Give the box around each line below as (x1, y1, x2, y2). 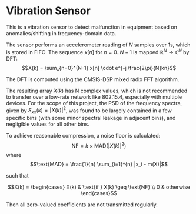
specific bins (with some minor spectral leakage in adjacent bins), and (6, 115, 176, 122)
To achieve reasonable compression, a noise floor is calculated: (6, 132, 161, 139)
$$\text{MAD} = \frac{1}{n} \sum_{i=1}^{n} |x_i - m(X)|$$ (29, 160, 168, 168)
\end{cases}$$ (80, 189, 118, 196)
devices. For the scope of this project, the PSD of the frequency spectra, (6, 99, 182, 106)
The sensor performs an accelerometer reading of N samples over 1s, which (6, 41, 191, 48)
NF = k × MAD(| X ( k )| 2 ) (71, 141, 127, 149)
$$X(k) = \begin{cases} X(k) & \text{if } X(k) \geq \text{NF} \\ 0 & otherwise (8, 183, 190, 190)
